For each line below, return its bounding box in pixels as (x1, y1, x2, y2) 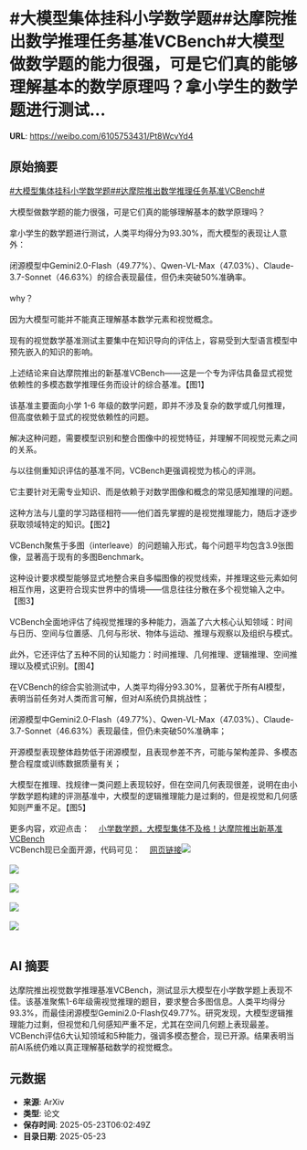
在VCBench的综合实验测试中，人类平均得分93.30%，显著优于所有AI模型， (9, 681, 291, 692)
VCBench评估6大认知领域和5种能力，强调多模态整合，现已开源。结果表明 (9, 1029, 287, 1041)
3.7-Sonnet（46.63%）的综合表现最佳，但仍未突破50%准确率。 (9, 271, 251, 282)
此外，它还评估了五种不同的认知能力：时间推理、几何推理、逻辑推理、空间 (9, 649, 290, 659)
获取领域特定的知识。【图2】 (9, 518, 115, 530)
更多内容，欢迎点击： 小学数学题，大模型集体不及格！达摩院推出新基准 (9, 823, 283, 834)
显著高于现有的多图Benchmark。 (25, 551, 149, 562)
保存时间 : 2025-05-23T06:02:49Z (22, 1120, 151, 1131)
